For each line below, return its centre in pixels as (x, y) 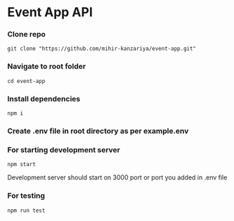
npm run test (26, 210)
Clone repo (26, 34)
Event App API (50, 12)
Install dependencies (44, 99)
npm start (22, 165)
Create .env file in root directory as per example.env (98, 131)
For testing (26, 196)
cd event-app (26, 81)
